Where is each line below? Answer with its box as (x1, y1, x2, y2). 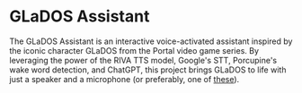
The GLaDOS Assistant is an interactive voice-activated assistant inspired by (9, 36, 293, 46)
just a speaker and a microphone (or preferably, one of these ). (9, 73, 240, 84)
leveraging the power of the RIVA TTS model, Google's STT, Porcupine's (9, 55, 278, 65)
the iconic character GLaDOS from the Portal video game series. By (9, 45, 259, 55)
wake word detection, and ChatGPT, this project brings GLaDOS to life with (9, 64, 287, 75)
